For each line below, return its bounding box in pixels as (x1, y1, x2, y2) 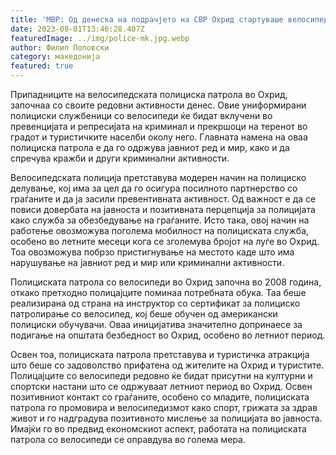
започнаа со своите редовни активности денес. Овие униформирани (10, 99, 307, 111)
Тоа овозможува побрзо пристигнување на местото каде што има (10, 246, 295, 258)
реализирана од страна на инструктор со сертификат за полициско (10, 297, 301, 309)
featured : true (10, 61, 74, 71)
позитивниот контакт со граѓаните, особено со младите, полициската (10, 391, 310, 403)
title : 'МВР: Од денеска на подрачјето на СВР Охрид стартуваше (10, 14, 284, 25)
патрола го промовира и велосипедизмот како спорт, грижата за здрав (10, 402, 318, 413)
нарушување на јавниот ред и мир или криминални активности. (10, 257, 285, 268)
